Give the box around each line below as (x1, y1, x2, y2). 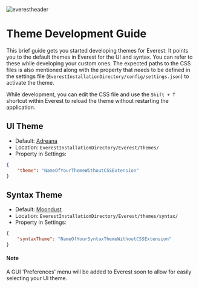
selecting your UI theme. (6, 275, 68, 282)
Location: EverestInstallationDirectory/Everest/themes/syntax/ (15, 212, 178, 220)
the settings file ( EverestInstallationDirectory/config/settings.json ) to (6, 73, 189, 80)
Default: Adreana (15, 137, 57, 145)
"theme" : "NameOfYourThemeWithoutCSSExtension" (17, 167, 139, 174)
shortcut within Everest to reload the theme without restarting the (6, 97, 169, 104)
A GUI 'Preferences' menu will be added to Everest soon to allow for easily (6, 268, 192, 275)
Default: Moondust (15, 206, 62, 213)
